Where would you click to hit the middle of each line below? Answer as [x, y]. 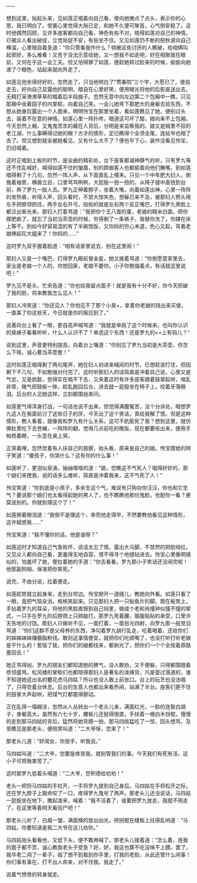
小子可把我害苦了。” [29, 761]
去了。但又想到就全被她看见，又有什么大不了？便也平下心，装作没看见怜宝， [98, 140]
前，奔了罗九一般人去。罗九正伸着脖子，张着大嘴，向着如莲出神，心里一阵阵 [98, 190]
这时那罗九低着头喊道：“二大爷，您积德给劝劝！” [65, 773]
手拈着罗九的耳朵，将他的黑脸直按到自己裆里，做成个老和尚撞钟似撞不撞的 [96, 608]
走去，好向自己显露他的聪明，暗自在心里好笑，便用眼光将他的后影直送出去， [98, 89]
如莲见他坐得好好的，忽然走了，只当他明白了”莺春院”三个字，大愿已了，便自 [98, 82]
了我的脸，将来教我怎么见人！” [43, 293]
